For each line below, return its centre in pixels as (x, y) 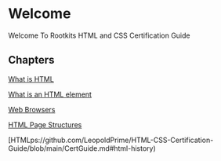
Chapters (31, 60)
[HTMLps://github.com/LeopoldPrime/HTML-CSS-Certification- (111, 140)
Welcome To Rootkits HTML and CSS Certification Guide (99, 35)
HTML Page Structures (45, 124)
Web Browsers (32, 109)
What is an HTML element (50, 94)
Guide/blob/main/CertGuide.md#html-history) (82, 148)
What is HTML (31, 79)
